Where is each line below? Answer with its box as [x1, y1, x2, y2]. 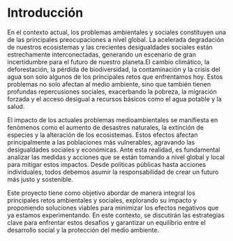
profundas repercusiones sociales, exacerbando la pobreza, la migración [7, 87, 218, 96]
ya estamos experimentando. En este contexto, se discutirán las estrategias [7, 211, 225, 219]
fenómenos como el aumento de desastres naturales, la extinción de [7, 123, 204, 131]
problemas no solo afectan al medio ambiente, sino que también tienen [7, 80, 211, 88]
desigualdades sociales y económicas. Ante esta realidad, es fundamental [7, 145, 220, 154]
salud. [7, 102, 25, 110]
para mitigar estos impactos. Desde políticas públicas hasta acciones [7, 160, 206, 168]
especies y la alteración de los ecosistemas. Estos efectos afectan [7, 131, 198, 139]
